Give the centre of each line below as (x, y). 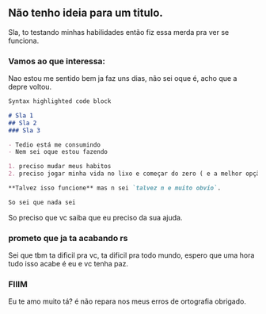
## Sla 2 (23, 123)
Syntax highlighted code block (60, 101)
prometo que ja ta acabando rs (68, 238)
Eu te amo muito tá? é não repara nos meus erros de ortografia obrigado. (127, 301)
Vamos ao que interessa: (57, 61)
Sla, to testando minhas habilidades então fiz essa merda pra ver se (119, 32)
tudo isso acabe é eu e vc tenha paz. (68, 264)
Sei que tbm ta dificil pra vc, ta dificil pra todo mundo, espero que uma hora (131, 255)
